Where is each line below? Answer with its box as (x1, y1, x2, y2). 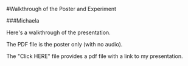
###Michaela (6, 17, 40, 24)
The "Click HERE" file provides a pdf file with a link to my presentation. (6, 53, 184, 60)
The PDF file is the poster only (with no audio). (6, 41, 123, 48)
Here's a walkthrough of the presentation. (6, 29, 111, 36)
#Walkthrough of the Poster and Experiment (6, 5, 117, 12)
